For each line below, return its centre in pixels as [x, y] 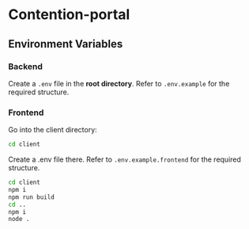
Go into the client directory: [53, 130]
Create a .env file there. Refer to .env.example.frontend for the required [124, 159]
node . [19, 219]
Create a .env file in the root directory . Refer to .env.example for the [119, 83]
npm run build [32, 197]
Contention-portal [69, 15]
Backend [26, 67]
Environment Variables [66, 44]
